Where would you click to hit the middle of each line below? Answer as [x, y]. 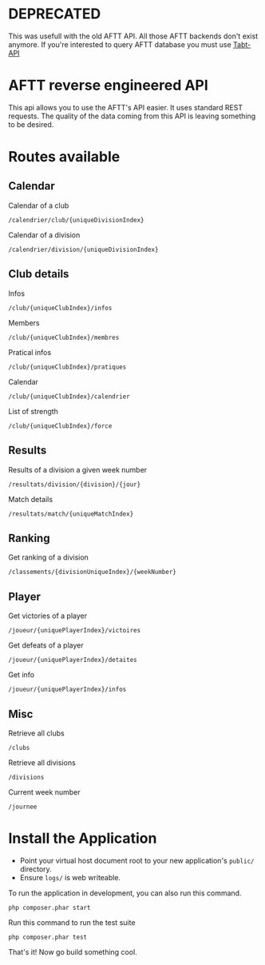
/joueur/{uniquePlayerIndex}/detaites [73, 660]
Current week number [44, 792]
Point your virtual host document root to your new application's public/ [137, 860]
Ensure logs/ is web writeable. [70, 877]
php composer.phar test [48, 937]
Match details [31, 499]
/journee [23, 807]
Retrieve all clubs [37, 733]
